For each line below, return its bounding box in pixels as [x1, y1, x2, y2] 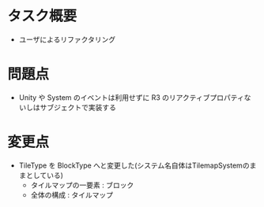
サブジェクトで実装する [40, 102, 116, 112]
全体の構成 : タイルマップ [30, 190, 114, 199]
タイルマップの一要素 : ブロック [30, 180, 134, 190]
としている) [25, 170, 64, 179]
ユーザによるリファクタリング [18, 35, 116, 44]
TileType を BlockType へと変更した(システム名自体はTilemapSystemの [18, 161, 250, 170]
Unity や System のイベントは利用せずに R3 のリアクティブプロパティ [18, 92, 244, 102]
